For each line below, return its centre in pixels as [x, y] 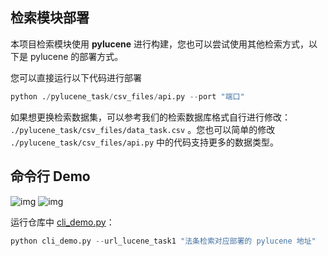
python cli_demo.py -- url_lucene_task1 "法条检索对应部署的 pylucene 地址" [163, 241]
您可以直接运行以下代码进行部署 [76, 77]
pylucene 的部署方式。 [76, 56]
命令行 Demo [50, 176]
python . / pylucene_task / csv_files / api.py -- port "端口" [127, 96]
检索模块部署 [50, 18]
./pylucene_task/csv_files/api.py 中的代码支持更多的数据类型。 [145, 142]
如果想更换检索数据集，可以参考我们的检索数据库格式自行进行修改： [150, 117]
